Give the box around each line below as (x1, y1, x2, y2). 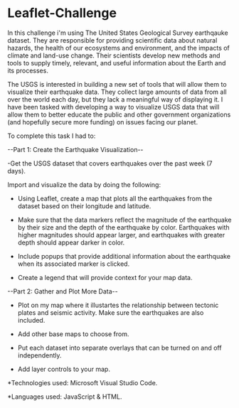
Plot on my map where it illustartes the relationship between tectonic (17, 301, 219, 309)
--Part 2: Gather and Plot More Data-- (7, 286, 119, 296)
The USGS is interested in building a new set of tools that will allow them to (7, 80, 227, 88)
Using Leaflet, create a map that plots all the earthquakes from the (17, 194, 213, 203)
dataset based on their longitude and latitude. (17, 201, 152, 210)
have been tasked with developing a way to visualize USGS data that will (7, 102, 220, 111)
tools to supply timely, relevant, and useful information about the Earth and (7, 58, 226, 67)
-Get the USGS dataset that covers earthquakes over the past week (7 (7, 159, 213, 168)
